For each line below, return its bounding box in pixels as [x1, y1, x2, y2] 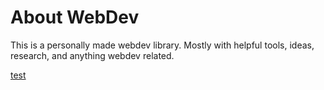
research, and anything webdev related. [10, 49, 175, 61]
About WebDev [10, 6, 140, 29]
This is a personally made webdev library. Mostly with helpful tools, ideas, [10, 39, 315, 51]
